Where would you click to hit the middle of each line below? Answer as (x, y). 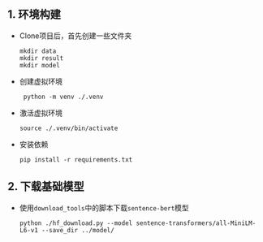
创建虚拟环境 (41, 81)
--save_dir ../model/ (78, 230)
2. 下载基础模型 (46, 186)
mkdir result (41, 58)
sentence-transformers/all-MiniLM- (196, 223)
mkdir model (39, 65)
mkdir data (38, 51)
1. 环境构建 (34, 15)
